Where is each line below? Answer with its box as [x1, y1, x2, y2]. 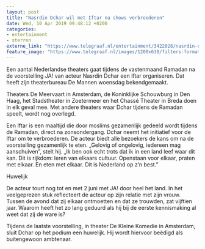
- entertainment [6, 32, 48, 38]
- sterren [6, 37, 32, 43]
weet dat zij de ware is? [6, 210, 66, 218]
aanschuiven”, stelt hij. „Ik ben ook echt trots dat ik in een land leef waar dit [6, 147, 195, 155]
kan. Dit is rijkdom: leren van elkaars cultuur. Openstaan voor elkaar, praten [6, 154, 195, 162]
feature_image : [6, 49, 45, 55]
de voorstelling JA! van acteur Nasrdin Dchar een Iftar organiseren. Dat [6, 72, 185, 80]
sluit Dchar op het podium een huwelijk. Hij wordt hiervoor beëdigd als [6, 229, 183, 236]
